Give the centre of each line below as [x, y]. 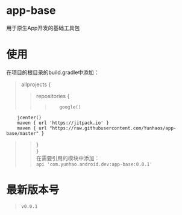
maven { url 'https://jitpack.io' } [63, 123]
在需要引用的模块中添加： [68, 158]
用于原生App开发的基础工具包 [43, 28]
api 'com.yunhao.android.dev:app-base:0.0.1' [94, 164]
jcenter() [30, 117]
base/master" [23, 133]
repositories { [53, 96]
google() [70, 107]
